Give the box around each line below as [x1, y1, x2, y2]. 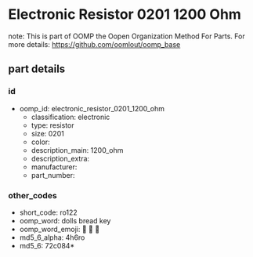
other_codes [8, 190, 57, 201]
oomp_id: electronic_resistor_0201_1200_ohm [19, 103, 165, 113]
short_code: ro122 [19, 208, 78, 217]
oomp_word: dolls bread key [19, 215, 111, 225]
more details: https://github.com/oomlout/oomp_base [8, 39, 181, 49]
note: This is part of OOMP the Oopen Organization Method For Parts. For [8, 31, 245, 41]
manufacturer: [31, 162, 78, 172]
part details [8, 63, 66, 76]
